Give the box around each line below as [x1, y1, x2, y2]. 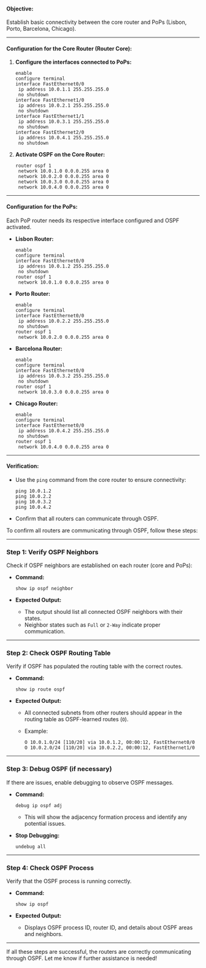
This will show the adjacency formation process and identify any [24, 813, 188, 821]
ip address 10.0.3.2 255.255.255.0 [18, 373, 109, 379]
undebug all [15, 843, 46, 850]
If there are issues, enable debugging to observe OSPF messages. [6, 778, 174, 786]
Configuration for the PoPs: [6, 203, 78, 210]
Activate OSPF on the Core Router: [15, 151, 105, 158]
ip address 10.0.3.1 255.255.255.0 [18, 118, 109, 125]
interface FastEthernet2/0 [15, 130, 85, 136]
